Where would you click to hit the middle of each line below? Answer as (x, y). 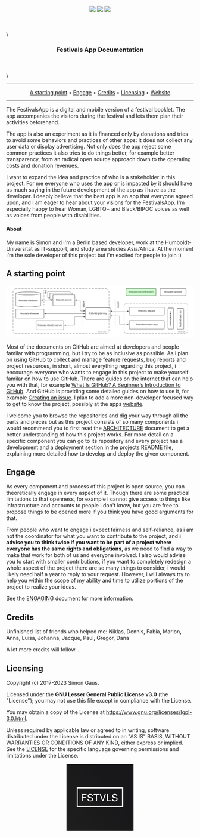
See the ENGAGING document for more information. (70, 598)
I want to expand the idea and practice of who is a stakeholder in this (91, 177)
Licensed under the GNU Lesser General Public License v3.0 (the (87, 694)
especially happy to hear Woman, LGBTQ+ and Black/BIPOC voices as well (98, 209)
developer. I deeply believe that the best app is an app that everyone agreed (100, 196)
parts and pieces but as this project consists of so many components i (92, 421)
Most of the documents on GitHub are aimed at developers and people (93, 347)
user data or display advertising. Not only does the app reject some (89, 147)
